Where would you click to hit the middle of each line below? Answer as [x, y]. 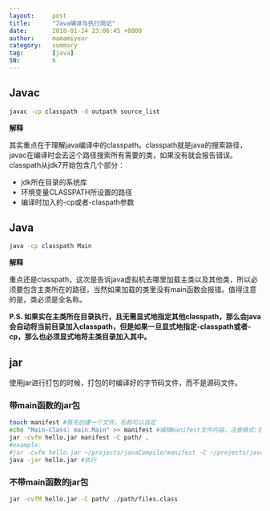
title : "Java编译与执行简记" [62, 23]
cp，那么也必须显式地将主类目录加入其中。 [80, 337]
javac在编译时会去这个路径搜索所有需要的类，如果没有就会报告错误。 [123, 155]
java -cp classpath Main [50, 246]
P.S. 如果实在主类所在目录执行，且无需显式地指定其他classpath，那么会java [135, 317]
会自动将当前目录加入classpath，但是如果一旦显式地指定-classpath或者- [130, 326]
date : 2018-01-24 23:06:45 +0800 [76, 30]
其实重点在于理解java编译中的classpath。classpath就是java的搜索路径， [128, 144]
